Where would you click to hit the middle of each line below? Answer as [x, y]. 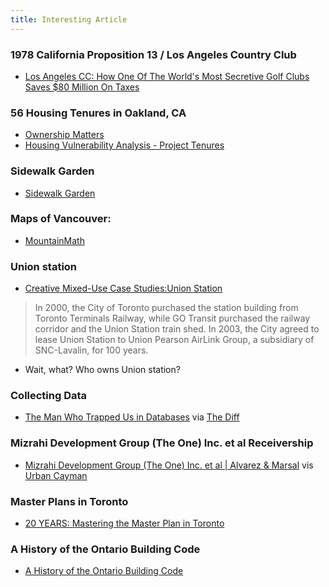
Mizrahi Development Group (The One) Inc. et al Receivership [162, 443]
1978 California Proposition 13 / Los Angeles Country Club [153, 54]
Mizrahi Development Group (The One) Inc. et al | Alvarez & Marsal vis [169, 465]
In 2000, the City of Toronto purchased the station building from [166, 308]
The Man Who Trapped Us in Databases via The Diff [132, 417]
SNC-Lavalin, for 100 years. [91, 350]
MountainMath [54, 240]
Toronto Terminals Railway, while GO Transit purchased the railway [172, 318]
